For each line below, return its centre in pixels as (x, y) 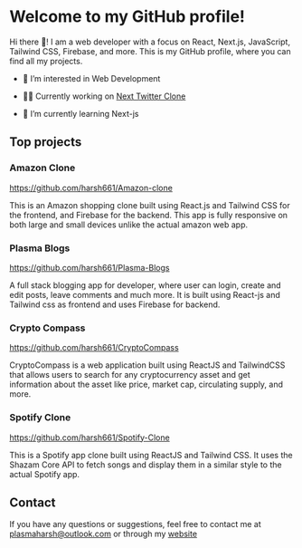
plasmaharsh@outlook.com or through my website (103, 534)
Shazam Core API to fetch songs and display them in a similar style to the (146, 465)
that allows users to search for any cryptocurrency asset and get (130, 375)
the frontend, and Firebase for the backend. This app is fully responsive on (148, 215)
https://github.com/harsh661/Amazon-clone (91, 187)
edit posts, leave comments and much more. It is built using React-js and (145, 294)
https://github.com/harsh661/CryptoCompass (94, 348)
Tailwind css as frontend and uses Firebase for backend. (115, 304)
